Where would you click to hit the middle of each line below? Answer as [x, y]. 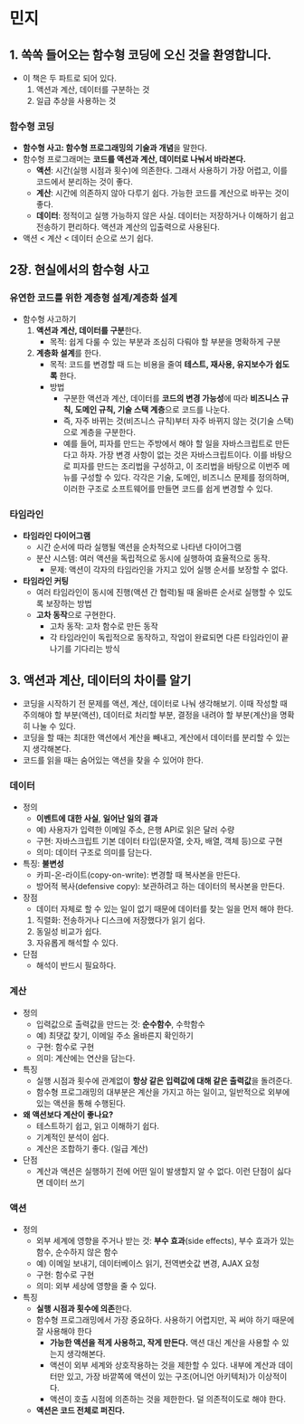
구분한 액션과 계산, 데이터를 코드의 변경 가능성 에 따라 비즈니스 [171, 398]
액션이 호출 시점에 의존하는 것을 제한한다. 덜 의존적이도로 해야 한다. [168, 1399]
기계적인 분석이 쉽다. [72, 1137]
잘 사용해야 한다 [64, 1331]
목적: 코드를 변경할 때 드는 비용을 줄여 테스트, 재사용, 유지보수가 [161, 364]
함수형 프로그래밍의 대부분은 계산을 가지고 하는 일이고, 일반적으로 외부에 [163, 1092]
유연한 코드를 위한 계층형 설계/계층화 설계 [94, 298]
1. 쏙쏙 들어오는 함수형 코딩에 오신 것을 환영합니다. [140, 55]
